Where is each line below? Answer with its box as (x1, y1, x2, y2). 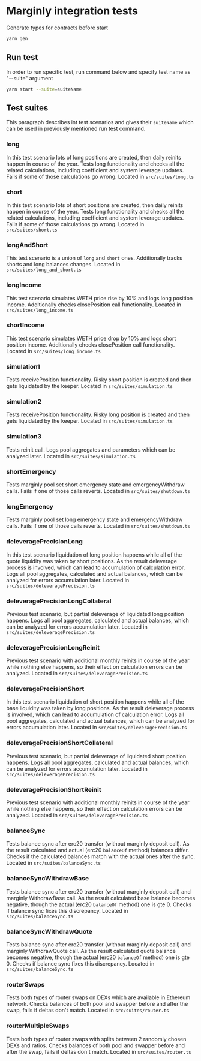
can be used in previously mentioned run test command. (6, 125, 146, 133)
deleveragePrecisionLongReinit (6, 643, 100, 651)
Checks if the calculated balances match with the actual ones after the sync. (6, 853, 196, 860)
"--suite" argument (6, 74, 53, 82)
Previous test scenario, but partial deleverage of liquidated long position (6, 610, 184, 617)
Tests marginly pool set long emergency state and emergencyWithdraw (6, 516, 183, 523)
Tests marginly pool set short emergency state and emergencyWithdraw (6, 481, 185, 488)
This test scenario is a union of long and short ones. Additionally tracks (6, 254, 183, 262)
